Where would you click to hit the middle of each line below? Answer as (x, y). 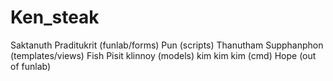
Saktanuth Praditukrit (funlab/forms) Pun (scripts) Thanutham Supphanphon (167, 45)
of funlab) (31, 66)
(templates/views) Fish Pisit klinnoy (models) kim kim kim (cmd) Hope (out (163, 55)
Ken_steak (55, 17)
